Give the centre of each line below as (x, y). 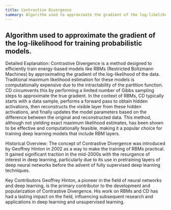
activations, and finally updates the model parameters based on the (76, 112)
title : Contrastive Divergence (38, 10)
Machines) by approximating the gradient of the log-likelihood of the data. (83, 74)
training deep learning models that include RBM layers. (63, 134)
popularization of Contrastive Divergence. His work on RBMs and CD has (82, 191)
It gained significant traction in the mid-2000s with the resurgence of (78, 154)
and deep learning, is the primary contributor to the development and (78, 186)
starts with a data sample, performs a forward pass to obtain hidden (77, 101)
